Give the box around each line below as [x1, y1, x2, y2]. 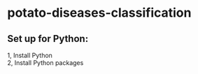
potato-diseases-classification [7, 5, 192, 21]
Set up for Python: [7, 33, 89, 45]
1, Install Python [7, 51, 52, 59]
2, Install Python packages [7, 59, 84, 67]
